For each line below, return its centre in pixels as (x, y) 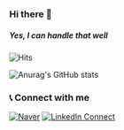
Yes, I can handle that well (58, 35)
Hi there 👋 (31, 14)
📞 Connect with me (50, 97)
